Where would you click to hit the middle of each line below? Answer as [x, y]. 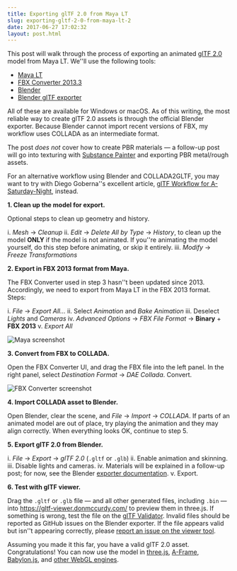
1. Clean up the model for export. [56, 205]
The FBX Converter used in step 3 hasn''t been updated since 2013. [106, 282]
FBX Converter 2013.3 [50, 83]
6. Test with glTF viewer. [44, 487]
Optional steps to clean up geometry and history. [79, 219]
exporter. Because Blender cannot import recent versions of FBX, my [108, 126]
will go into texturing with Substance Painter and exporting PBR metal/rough [118, 155]
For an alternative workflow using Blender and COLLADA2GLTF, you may [114, 176]
